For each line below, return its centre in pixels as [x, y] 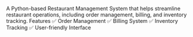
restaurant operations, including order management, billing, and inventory [96, 15]
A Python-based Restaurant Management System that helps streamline [93, 9]
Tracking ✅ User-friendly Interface [49, 28]
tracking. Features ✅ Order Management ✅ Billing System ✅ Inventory [92, 21]
